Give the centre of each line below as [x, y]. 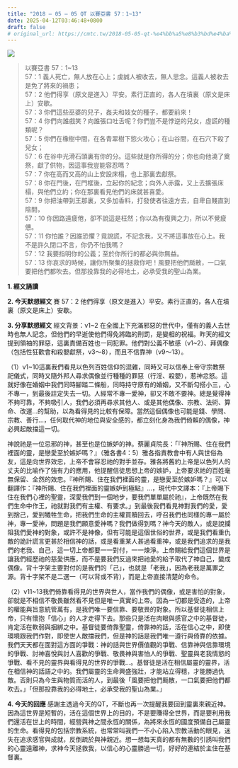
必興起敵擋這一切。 [35, 429]
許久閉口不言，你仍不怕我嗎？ [81, 245]
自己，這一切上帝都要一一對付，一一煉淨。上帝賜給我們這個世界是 [134, 550]
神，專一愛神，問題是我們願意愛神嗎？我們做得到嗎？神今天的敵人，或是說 [116, 524]
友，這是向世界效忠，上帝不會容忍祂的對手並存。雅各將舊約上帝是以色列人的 [119, 462]
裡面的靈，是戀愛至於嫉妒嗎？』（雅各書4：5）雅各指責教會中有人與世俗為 [115, 453]
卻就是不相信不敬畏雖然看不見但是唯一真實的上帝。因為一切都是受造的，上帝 [119, 601]
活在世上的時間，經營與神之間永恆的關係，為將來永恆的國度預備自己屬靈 [125, 722]
